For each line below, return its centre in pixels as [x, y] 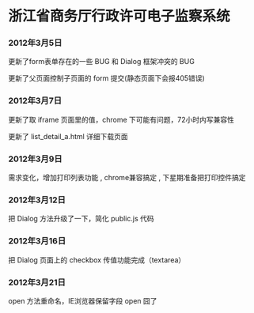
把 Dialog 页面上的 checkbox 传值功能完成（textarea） [97, 260]
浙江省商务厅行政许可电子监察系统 [119, 16]
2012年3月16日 [37, 241]
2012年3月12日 [37, 200]
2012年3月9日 [35, 159]
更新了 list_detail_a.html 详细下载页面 [68, 136]
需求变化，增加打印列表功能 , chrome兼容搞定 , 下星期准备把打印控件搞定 [127, 178]
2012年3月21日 [37, 282]
